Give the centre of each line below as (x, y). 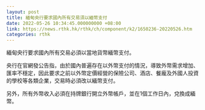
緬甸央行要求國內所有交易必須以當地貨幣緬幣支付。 (70, 53)
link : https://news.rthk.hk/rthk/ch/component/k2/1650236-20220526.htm (99, 29)
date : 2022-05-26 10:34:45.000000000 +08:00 (64, 23)
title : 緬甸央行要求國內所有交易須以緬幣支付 (57, 18)
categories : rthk (28, 35)
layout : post (23, 12)
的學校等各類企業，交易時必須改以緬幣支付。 (63, 81)
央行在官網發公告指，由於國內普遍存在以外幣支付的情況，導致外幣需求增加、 (103, 66)
